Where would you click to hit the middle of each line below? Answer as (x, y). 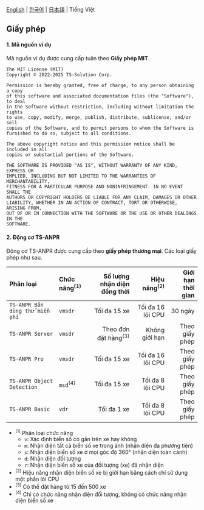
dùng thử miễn (30, 311)
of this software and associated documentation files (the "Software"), (100, 96)
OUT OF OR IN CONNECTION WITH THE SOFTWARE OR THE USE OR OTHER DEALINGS (102, 213)
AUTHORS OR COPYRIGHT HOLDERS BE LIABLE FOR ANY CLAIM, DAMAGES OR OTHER (102, 197)
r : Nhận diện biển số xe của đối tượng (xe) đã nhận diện (94, 465)
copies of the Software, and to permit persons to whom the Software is (100, 128)
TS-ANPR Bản (27, 305)
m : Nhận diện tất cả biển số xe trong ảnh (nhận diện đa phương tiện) (108, 446)
